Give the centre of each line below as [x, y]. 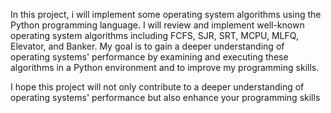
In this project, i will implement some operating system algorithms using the [166, 14]
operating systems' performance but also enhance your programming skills [165, 97]
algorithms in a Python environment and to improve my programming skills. [165, 67]
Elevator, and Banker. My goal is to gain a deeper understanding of [147, 46]
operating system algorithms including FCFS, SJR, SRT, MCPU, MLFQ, [154, 35]
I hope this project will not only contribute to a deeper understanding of [157, 87]
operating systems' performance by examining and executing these [149, 57]
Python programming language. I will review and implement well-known [157, 25]
